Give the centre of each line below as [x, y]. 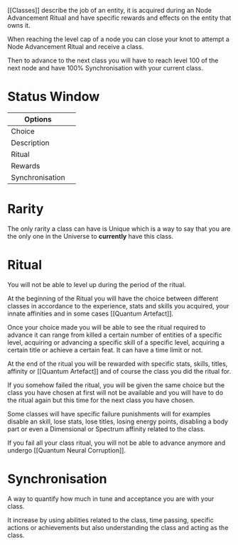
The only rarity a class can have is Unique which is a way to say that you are [119, 228]
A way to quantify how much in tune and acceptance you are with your [111, 498]
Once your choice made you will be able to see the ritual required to [107, 327]
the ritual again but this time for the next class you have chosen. [101, 400]
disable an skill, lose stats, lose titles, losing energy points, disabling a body [118, 421]
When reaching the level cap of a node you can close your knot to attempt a [118, 39]
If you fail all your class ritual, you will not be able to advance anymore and [117, 443]
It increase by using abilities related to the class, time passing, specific [111, 520]
